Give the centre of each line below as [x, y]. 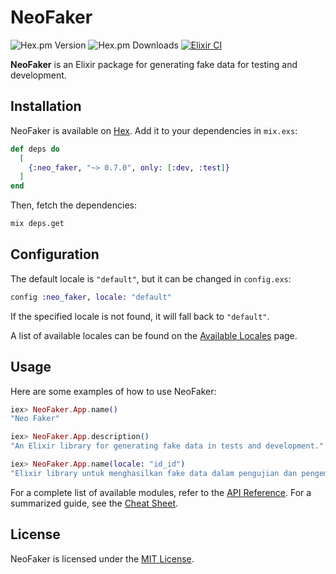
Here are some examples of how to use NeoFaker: [113, 391]
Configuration [55, 254]
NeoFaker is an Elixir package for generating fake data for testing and [154, 64]
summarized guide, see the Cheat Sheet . [94, 503]
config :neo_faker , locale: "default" [91, 297]
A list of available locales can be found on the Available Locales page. [154, 335]
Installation [46, 106]
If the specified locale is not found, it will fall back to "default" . [140, 316]
